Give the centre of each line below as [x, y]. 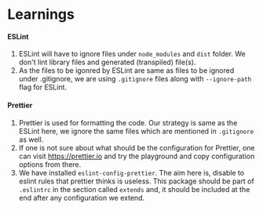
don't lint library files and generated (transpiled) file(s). [107, 62]
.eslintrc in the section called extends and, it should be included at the [134, 189]
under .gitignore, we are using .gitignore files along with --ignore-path [135, 79]
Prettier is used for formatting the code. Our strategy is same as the [128, 122]
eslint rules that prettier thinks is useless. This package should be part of [136, 181]
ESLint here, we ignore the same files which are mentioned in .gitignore [136, 131]
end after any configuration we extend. [82, 197]
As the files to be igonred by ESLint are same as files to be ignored [126, 71]
